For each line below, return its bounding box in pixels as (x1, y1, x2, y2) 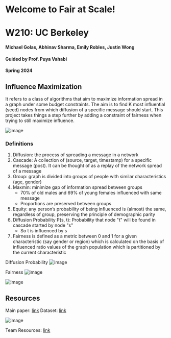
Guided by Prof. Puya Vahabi (5, 56, 67, 62)
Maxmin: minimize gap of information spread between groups (12, 184, 143, 190)
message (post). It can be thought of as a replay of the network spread (12, 162, 162, 169)
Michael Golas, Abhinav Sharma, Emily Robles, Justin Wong (5, 44, 135, 50)
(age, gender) (12, 179, 42, 185)
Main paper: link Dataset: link (5, 307, 66, 313)
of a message (12, 168, 42, 174)
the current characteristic (12, 249, 66, 256)
